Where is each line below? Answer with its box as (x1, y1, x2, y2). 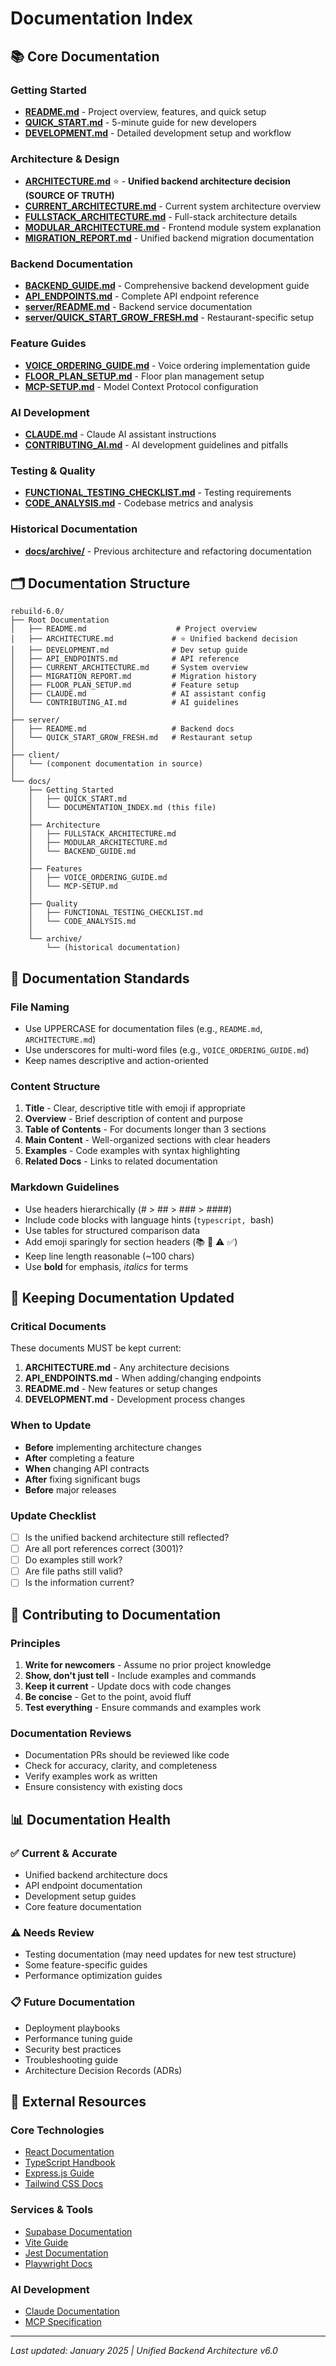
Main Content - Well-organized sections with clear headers (24, 1134, 271, 1146)
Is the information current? (24, 1577, 135, 1589)
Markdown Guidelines (10, 1180, 120, 1194)
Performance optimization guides (24, 1970, 163, 1982)
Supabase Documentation (24, 2225, 133, 2237)
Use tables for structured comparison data (24, 1224, 201, 1236)
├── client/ (10, 750, 60, 761)
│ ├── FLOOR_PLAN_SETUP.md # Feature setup (10, 680, 240, 691)
